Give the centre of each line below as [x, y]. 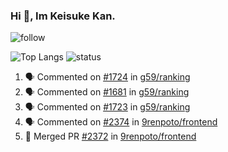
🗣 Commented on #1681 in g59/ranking [107, 92]
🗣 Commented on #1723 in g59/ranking [107, 107]
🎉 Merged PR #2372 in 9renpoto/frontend [110, 136]
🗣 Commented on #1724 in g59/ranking [107, 77]
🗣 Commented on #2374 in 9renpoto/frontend [121, 122]
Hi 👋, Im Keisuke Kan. [63, 16]
